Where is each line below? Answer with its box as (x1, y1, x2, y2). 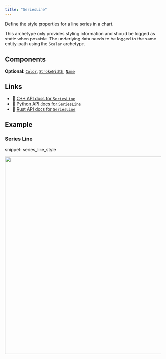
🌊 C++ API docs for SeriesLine (12, 96, 76, 102)
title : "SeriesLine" (5, 7, 48, 12)
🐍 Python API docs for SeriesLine (12, 101, 81, 107)
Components (5, 55, 46, 64)
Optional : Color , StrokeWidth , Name (5, 68, 75, 74)
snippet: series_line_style (5, 146, 56, 152)
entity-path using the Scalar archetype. (5, 40, 85, 47)
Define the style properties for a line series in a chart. (5, 21, 114, 27)
